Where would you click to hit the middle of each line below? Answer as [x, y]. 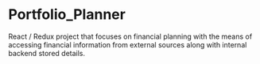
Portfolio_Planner [67, 15]
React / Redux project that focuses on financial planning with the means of [130, 36]
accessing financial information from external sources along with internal [128, 44]
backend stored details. [47, 53]
